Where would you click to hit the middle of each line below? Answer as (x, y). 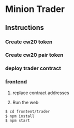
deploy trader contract (33, 68)
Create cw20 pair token (34, 55)
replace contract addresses (41, 93)
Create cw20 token (29, 42)
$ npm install (20, 116)
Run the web (25, 102)
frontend (16, 82)
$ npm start (17, 121)
